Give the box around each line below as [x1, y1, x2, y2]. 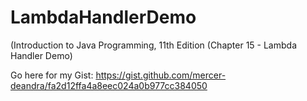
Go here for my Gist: [10, 69, 94, 81]
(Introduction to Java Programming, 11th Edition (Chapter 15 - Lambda [10, 39, 297, 51]
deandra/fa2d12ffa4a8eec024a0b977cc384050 [10, 79, 208, 91]
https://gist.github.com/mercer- [95, 69, 227, 81]
